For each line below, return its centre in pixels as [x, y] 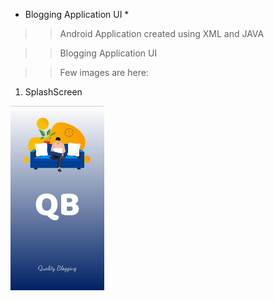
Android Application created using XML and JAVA [162, 33]
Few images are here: [104, 72]
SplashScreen [53, 92]
